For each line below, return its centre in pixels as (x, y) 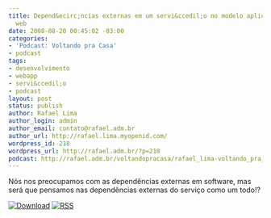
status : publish (35, 106)
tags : (17, 61)
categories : (28, 38)
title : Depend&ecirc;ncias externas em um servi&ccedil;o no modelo (126, 16)
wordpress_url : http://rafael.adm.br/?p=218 (84, 151)
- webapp (23, 76)
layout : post (30, 99)
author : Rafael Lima (43, 114)
